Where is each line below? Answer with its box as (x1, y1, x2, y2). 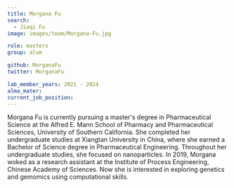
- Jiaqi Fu (13, 23, 46, 30)
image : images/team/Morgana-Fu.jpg (7, 29, 112, 37)
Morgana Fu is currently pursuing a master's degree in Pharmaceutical (7, 113, 212, 121)
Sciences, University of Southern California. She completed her (7, 128, 191, 137)
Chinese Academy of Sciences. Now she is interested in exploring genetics (7, 166, 225, 174)
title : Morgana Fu (7, 10, 61, 18)
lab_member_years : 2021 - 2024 (7, 81, 99, 88)
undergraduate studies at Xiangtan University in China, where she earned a (7, 135, 226, 144)
